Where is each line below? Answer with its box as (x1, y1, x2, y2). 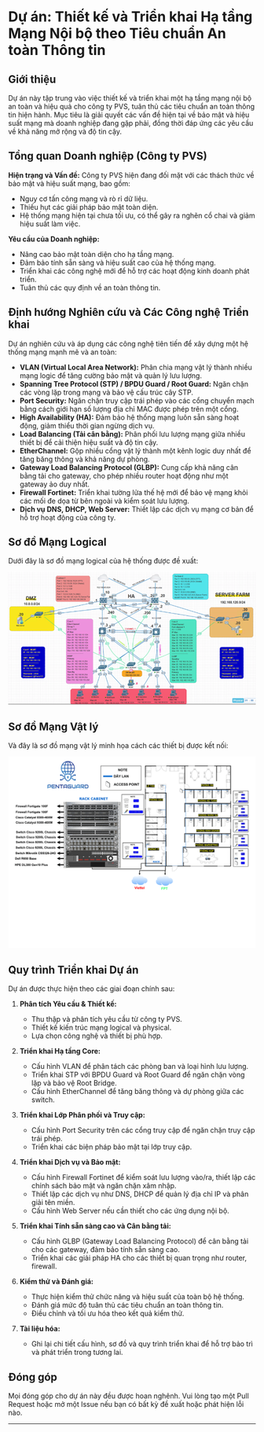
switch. (31, 1095, 55, 1104)
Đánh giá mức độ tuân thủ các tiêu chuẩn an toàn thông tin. (31, 1301, 224, 1310)
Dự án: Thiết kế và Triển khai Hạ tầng (8, 8, 253, 26)
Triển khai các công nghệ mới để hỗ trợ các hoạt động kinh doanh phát (19, 266, 250, 275)
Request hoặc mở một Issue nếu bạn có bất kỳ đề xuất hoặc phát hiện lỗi (8, 1400, 244, 1409)
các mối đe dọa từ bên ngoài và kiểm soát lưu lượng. (19, 496, 190, 505)
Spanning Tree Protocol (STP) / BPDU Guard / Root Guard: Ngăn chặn (19, 379, 249, 388)
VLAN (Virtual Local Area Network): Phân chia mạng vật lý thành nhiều (19, 362, 253, 372)
